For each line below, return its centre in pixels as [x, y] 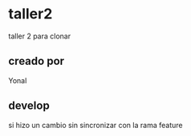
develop [29, 106]
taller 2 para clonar [39, 36]
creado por [37, 61]
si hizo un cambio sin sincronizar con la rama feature [95, 125]
